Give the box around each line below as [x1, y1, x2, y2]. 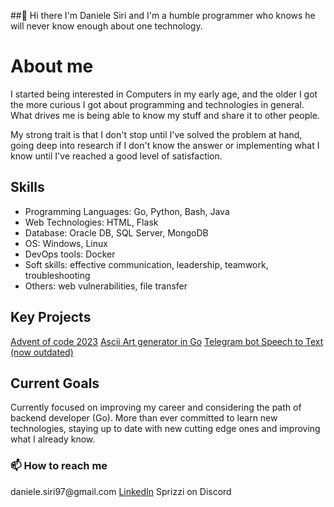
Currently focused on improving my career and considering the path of [10, 401, 302, 414]
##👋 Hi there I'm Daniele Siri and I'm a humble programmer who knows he [10, 10, 316, 21]
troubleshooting [24, 269, 91, 281]
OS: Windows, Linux [24, 237, 108, 249]
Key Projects [10, 309, 92, 326]
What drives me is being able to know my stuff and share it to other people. [10, 109, 320, 121]
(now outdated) [10, 346, 74, 358]
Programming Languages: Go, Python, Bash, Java [24, 205, 230, 217]
